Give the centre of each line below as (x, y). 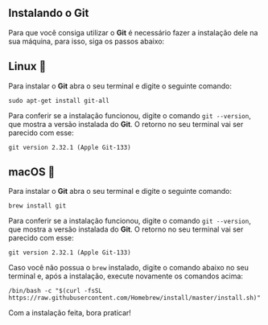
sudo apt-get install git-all (59, 101)
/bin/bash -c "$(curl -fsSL (56, 291)
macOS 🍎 (32, 172)
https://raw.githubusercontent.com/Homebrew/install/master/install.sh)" (135, 298)
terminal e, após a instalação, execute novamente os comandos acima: (126, 276)
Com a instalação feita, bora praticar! (70, 313)
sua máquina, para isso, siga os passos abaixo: (87, 41)
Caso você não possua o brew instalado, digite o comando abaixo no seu (129, 268)
